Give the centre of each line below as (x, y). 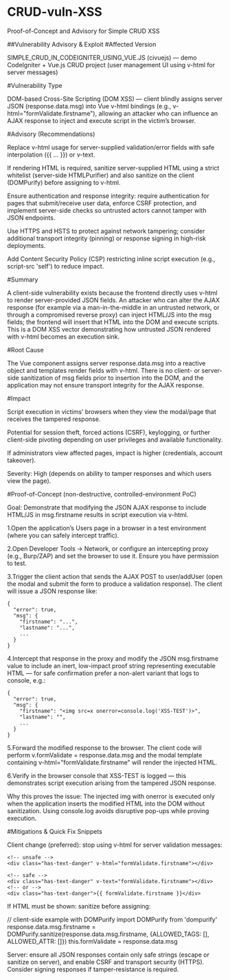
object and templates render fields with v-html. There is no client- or (104, 370)
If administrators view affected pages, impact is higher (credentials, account (115, 453)
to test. (17, 563)
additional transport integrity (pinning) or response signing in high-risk (106, 238)
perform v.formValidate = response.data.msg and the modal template (105, 755)
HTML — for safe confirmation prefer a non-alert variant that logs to (103, 673)
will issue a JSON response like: (52, 591)
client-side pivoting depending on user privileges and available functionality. (115, 440)
